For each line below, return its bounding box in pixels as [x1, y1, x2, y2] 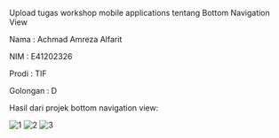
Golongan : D [9, 86, 58, 96]
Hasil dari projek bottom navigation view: [9, 103, 159, 113]
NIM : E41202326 [9, 51, 73, 61]
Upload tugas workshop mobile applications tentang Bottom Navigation [9, 8, 271, 18]
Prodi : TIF [9, 68, 47, 79]
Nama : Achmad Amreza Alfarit [9, 34, 123, 44]
